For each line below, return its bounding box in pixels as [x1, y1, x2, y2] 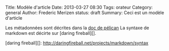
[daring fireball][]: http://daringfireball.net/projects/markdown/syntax [5, 40, 149, 46]
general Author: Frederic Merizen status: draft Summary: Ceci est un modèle [5, 10, 164, 16]
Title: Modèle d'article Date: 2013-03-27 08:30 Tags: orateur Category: [5, 5, 153, 10]
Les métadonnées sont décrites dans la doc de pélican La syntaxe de [5, 25, 149, 31]
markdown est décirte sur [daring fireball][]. [5, 30, 96, 36]
